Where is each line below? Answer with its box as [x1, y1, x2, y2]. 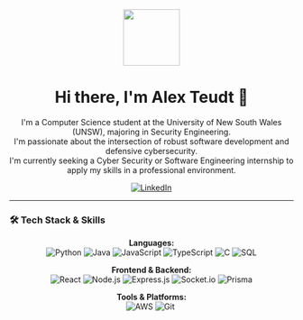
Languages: [128, 238, 175, 249]
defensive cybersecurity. [105, 145, 198, 156]
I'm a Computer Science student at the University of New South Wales [21, 116, 282, 127]
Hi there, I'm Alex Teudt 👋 [54, 87, 249, 107]
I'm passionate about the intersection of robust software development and [13, 135, 290, 147]
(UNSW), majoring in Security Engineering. [71, 126, 232, 137]
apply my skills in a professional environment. [67, 164, 236, 175]
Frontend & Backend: [111, 265, 192, 276]
